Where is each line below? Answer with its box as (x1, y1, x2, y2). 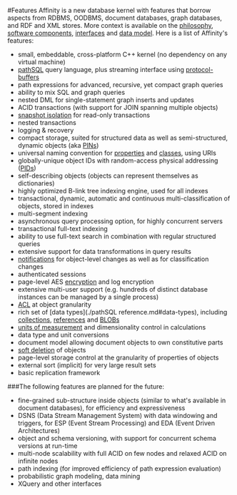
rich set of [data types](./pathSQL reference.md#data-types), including (17, 308, 228, 316)
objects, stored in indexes (17, 202, 94, 210)
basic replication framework (17, 369, 101, 377)
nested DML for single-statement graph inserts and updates (17, 96, 194, 104)
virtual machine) (17, 58, 66, 66)
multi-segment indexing (17, 210, 88, 218)
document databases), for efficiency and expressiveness (17, 404, 186, 412)
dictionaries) (17, 179, 55, 188)
